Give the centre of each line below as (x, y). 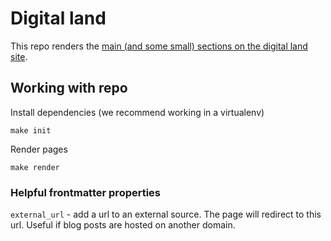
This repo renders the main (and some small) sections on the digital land (159, 46)
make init (31, 130)
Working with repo (69, 88)
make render (35, 167)
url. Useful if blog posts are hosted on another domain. (123, 225)
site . (19, 56)
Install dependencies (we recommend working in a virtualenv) (137, 112)
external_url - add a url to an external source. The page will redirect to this (166, 214)
